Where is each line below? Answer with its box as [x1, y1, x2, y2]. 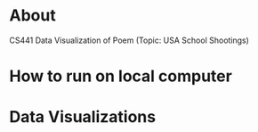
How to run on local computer [9, 66, 233, 87]
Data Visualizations [9, 107, 157, 128]
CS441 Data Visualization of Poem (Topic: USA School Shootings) [9, 35, 249, 45]
